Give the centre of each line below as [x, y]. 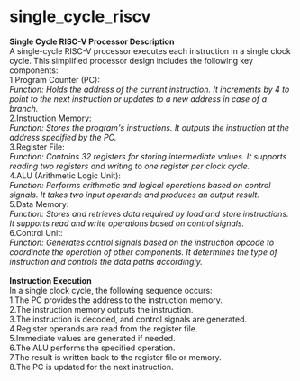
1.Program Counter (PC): [55, 79]
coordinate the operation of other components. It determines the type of [143, 252]
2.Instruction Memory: [50, 118]
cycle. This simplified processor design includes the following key [132, 60]
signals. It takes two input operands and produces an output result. [134, 195]
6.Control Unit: [36, 232]
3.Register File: [37, 147]
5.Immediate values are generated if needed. [92, 338]
